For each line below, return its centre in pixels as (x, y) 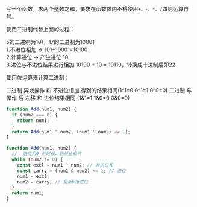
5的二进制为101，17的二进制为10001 (51, 42)
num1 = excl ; (33, 176)
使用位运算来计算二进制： (38, 78)
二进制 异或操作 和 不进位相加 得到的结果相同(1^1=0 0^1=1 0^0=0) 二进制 (96, 90)
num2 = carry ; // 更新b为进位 (53, 182)
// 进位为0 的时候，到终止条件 (47, 154)
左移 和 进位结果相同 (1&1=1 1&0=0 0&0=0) (77, 98)
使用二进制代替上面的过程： (41, 29)
